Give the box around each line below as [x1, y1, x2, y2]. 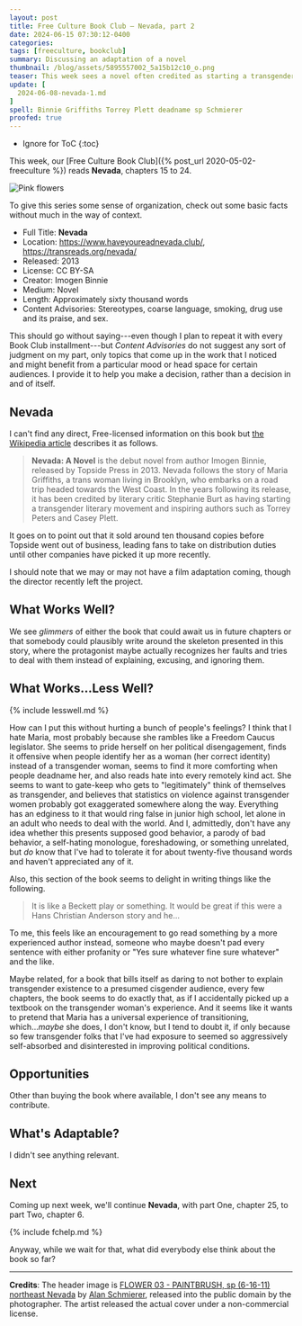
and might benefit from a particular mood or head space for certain [9, 359, 258, 370]
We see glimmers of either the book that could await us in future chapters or [9, 626, 292, 637]
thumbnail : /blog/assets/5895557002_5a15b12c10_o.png [9, 64, 216, 73]
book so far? [9, 1254, 56, 1264]
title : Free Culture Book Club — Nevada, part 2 [9, 22, 195, 31]
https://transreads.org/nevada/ [22, 246, 138, 257]
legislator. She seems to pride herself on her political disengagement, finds [9, 741, 287, 752]
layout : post [9, 13, 58, 22]
